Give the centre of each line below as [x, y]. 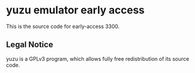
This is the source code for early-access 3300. [63, 26]
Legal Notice [30, 45]
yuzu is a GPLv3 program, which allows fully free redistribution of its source [98, 58]
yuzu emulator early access [75, 10]
